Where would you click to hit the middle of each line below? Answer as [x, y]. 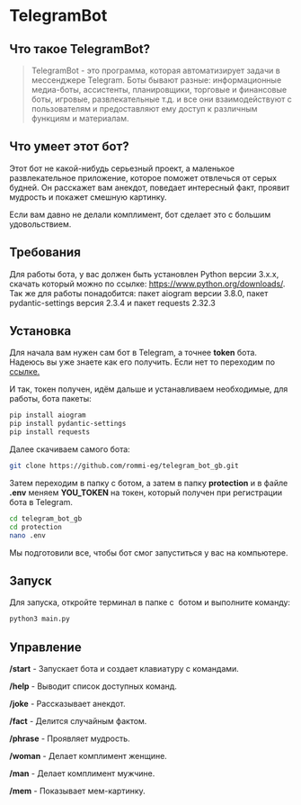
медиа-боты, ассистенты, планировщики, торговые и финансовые [159, 90]
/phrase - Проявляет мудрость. [70, 738]
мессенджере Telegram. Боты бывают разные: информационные [156, 80]
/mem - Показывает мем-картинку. [77, 791]
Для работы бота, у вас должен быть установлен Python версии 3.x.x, [144, 274]
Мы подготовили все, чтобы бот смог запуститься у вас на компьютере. [149, 552]
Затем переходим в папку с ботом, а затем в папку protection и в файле [149, 483]
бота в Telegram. [41, 502]
